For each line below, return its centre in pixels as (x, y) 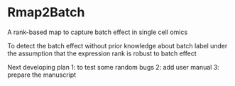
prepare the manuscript (42, 75)
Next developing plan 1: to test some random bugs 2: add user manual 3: (114, 67)
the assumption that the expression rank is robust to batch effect (102, 53)
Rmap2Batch (46, 12)
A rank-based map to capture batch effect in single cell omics (98, 32)
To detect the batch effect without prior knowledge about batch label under (117, 45)
